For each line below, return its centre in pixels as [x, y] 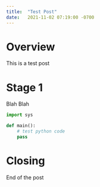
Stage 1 [25, 88]
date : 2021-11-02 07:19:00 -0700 [50, 17]
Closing [26, 161]
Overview [31, 47]
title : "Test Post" [32, 12]
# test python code [41, 131]
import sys [20, 115]
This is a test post [28, 63]
